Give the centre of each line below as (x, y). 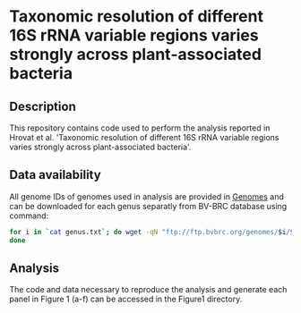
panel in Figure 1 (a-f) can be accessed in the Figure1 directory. (126, 299)
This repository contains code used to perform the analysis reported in (140, 128)
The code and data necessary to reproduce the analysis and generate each (148, 290)
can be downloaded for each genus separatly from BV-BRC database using (148, 206)
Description (43, 106)
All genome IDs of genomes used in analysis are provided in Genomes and (146, 196)
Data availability (55, 175)
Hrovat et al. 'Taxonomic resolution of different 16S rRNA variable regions (144, 137)
